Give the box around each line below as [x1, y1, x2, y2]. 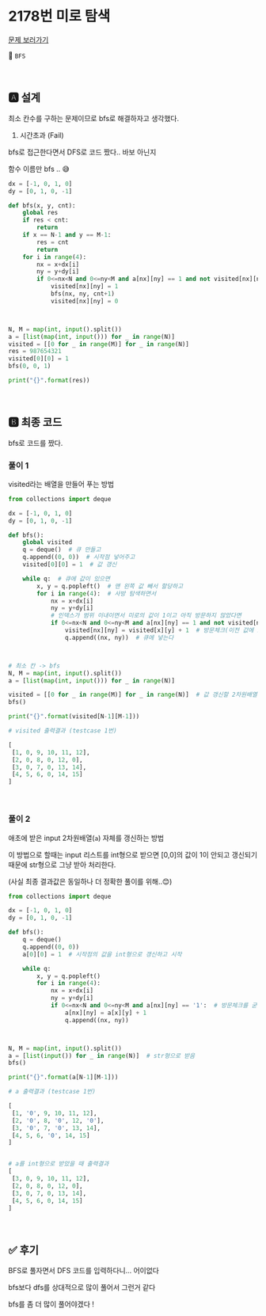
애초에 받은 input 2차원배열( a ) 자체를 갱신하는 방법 [8, 833, 165, 842]
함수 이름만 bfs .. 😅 [8, 164, 70, 173]
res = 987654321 [8, 348, 62, 356]
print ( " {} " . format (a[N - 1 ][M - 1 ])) [8, 1074, 119, 1082]
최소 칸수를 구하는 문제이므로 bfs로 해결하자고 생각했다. [8, 113, 180, 123]
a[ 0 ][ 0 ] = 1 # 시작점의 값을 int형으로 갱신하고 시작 [22, 950, 182, 958]
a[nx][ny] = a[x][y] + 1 [64, 1009, 147, 1017]
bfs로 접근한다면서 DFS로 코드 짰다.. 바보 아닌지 [8, 147, 157, 157]
